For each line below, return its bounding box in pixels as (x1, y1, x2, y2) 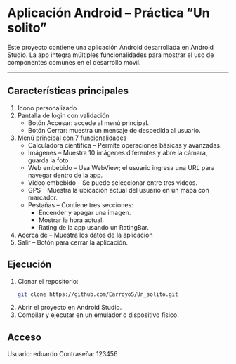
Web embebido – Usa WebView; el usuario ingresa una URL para (27, 163, 216, 171)
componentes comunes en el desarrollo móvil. (7, 58, 141, 66)
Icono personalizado (17, 103, 77, 112)
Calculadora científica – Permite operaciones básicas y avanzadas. (27, 141, 222, 149)
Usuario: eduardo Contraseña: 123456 (7, 350, 118, 358)
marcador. (27, 193, 58, 202)
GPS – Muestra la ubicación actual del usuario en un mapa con (27, 186, 209, 194)
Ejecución (7, 259, 52, 271)
